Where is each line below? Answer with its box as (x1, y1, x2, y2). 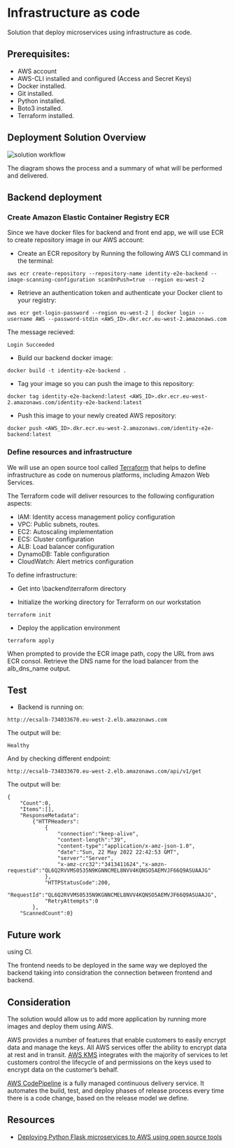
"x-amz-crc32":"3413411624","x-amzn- (57, 861, 168, 868)
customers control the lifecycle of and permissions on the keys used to (7, 1058, 212, 1066)
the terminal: (17, 257, 55, 265)
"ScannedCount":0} (20, 910, 73, 917)
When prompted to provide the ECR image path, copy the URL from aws (7, 649, 215, 658)
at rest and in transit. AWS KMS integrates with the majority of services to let (7, 1050, 228, 1059)
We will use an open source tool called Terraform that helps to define (7, 463, 206, 471)
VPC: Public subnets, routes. (17, 519, 100, 529)
